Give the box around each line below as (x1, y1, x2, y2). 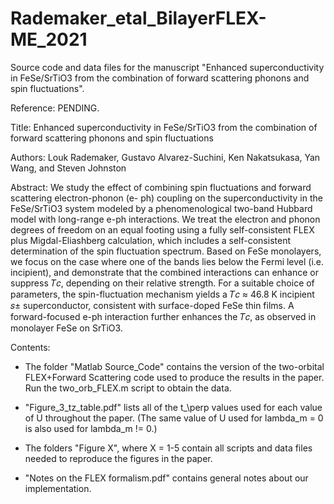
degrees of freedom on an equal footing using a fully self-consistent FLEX (10, 223, 315, 236)
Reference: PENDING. (10, 102, 100, 114)
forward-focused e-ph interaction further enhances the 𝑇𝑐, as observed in (10, 310, 317, 322)
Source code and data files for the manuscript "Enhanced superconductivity (10, 61, 325, 73)
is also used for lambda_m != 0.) (24, 422, 158, 434)
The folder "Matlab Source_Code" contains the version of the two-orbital (24, 360, 325, 372)
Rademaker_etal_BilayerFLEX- (10, 7, 267, 30)
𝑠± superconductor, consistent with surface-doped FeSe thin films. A (10, 299, 295, 311)
